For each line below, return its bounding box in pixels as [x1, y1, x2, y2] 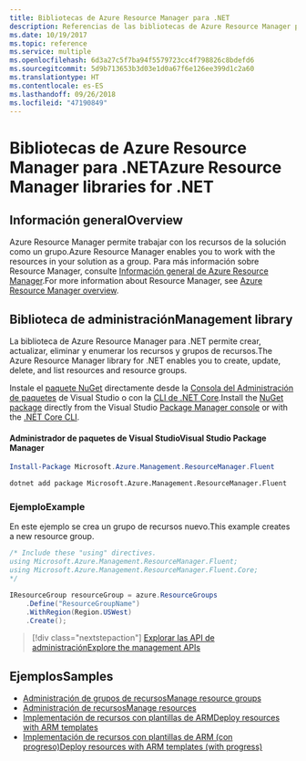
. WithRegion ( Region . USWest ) [25, 608, 132, 617]
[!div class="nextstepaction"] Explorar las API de [31, 632, 216, 643]
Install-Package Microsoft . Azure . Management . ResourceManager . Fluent [9, 463, 275, 472]
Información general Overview [9, 212, 184, 228]
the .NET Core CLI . [9, 412, 80, 422]
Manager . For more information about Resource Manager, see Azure [9, 276, 263, 287]
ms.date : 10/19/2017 [9, 30, 88, 39]
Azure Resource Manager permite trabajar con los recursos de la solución [9, 236, 287, 247]
